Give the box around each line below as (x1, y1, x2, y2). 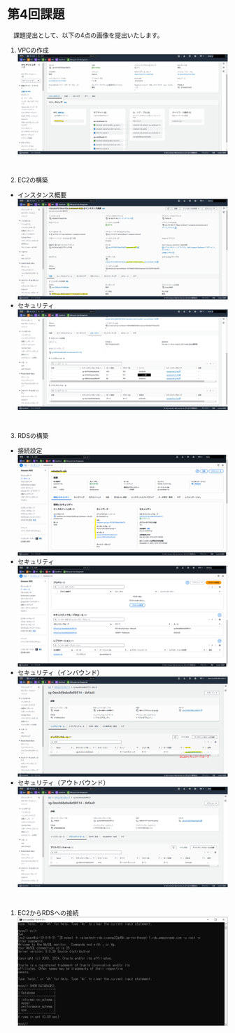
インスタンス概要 (17, 191, 67, 199)
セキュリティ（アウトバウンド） (17, 778, 110, 787)
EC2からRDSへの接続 (17, 908, 79, 917)
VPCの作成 (17, 46, 49, 54)
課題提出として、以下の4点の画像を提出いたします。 (13, 31, 164, 39)
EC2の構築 (17, 176, 48, 185)
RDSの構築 (17, 432, 49, 439)
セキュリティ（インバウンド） (17, 668, 104, 677)
